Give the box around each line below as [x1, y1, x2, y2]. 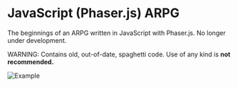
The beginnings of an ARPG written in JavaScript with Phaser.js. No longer [7, 29, 226, 37]
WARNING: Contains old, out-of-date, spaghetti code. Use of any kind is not [7, 50, 231, 58]
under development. [7, 36, 67, 44]
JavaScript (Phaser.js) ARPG [7, 5, 180, 21]
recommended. [7, 57, 54, 66]
